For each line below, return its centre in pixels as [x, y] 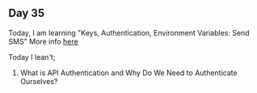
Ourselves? [39, 81]
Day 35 [27, 13]
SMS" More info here [43, 41]
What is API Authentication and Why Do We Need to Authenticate [128, 73]
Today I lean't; [32, 57]
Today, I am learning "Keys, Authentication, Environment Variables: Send [129, 32]
